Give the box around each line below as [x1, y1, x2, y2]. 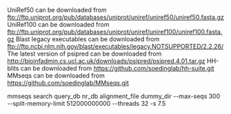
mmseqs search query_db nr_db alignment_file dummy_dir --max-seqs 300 [7, 92, 221, 100]
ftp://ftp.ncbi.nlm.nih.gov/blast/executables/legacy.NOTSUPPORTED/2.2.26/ [7, 43, 224, 50]
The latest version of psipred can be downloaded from [7, 49, 162, 58]
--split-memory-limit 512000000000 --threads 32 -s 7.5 [7, 100, 166, 107]
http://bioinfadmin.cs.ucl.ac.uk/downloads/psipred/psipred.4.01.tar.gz [7, 57, 205, 65]
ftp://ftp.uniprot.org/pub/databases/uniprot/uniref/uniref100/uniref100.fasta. [7, 27, 223, 36]
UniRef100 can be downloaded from [7, 21, 110, 28]
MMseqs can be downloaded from [7, 71, 105, 80]
